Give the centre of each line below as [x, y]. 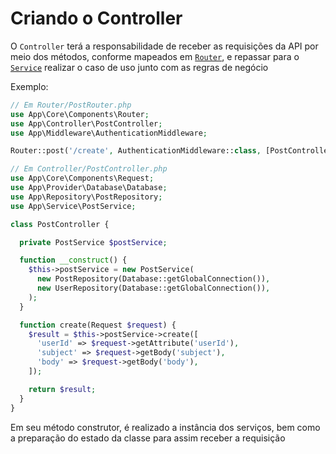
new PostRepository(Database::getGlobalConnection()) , [153, 279]
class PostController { [60, 224]
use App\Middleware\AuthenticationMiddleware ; [109, 133]
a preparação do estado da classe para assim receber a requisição [148, 438]
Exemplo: [29, 86]
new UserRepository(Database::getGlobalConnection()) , [153, 288]
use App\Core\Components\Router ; [80, 114]
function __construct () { [73, 260]
